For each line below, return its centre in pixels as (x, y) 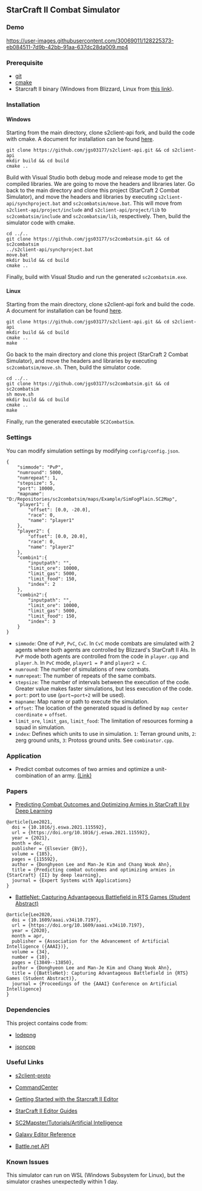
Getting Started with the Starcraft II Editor (67, 1099)
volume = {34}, (31, 952)
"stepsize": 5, (36, 483)
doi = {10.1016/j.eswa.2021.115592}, (59, 828)
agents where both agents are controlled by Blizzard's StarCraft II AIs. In (105, 650)
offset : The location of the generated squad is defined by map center (102, 708)
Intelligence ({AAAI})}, (38, 947)
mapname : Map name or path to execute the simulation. (82, 701)
